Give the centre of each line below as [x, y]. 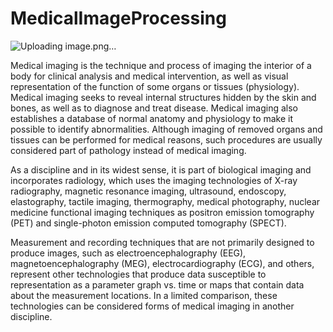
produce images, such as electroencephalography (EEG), [128, 253]
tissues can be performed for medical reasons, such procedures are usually [166, 139]
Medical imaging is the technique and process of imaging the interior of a [161, 65]
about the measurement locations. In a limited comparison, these [144, 295]
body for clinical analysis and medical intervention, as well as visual [149, 76]
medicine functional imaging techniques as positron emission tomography [162, 212]
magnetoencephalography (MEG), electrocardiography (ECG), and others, [162, 263]
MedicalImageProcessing [118, 18]
